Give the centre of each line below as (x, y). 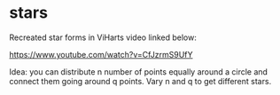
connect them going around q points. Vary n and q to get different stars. (140, 81)
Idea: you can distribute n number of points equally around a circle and (139, 71)
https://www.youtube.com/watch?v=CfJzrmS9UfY (101, 54)
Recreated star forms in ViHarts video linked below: (103, 37)
